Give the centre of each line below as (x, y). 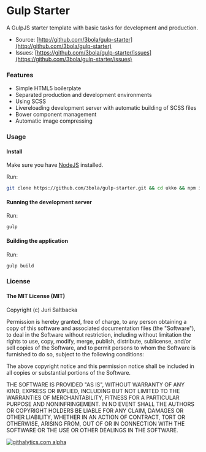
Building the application (37, 240)
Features (20, 75)
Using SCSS (30, 101)
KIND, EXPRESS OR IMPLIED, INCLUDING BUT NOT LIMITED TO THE (93, 391)
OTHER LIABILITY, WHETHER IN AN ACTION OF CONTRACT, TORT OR (96, 417)
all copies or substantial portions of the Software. (68, 372)
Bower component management (56, 115)
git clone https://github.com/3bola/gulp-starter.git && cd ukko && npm (101, 188)
